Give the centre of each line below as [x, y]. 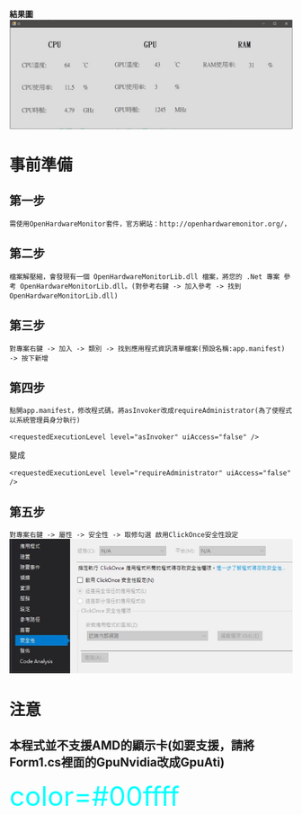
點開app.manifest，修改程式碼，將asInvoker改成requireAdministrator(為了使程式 [151, 411]
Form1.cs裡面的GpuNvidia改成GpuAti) [117, 762]
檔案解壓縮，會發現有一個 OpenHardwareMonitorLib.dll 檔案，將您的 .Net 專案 [145, 277]
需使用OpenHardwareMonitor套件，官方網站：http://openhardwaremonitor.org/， [150, 224]
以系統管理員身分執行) [45, 421]
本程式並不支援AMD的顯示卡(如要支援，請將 [132, 746]
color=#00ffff [94, 796]
